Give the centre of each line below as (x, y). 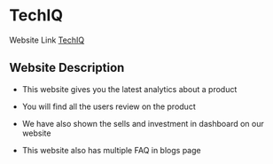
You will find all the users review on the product (109, 106)
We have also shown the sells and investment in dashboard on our (143, 123)
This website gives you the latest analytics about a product (129, 89)
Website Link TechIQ (47, 40)
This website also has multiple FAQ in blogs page (111, 150)
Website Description (67, 68)
